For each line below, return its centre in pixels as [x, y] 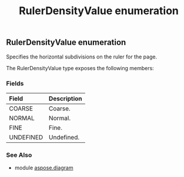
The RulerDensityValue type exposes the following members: [80, 68]
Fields [15, 83]
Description [66, 99]
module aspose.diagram [44, 168]
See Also [19, 155]
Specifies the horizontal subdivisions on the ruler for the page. [82, 57]
